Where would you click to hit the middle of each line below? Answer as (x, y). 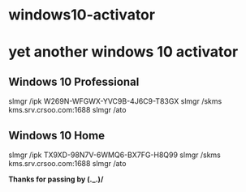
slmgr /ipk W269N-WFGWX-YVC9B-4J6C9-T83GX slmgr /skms (115, 101)
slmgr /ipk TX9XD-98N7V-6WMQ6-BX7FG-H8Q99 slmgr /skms (114, 155)
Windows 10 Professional (74, 81)
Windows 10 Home (57, 135)
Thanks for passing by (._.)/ (56, 179)
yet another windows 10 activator (123, 52)
